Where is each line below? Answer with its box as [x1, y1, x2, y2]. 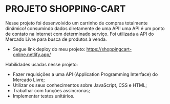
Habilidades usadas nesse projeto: [5, 61, 78, 67]
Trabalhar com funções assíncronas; [12, 87, 91, 93]
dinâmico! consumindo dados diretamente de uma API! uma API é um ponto [5, 25, 165, 31]
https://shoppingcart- [86, 46, 132, 52]
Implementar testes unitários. [12, 93, 75, 99]
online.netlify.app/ [12, 51, 51, 58]
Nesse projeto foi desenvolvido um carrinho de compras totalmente [5, 20, 148, 26]
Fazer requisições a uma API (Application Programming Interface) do [12, 71, 158, 77]
